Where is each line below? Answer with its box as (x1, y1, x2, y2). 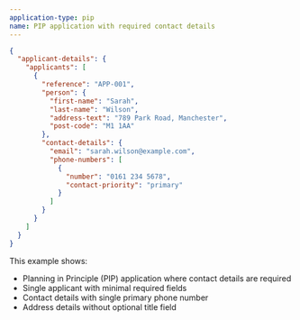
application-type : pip (9, 13, 95, 23)
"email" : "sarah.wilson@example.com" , (49, 147, 195, 156)
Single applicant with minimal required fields (22, 282, 187, 293)
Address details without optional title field (22, 301, 177, 312)
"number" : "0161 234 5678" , (66, 172, 171, 181)
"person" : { (41, 87, 87, 97)
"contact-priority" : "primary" (66, 180, 183, 189)
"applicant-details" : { (17, 55, 106, 64)
